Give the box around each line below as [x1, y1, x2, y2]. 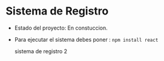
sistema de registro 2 [14, 47, 68, 55]
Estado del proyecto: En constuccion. [14, 24, 108, 31]
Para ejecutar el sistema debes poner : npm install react [14, 36, 159, 43]
